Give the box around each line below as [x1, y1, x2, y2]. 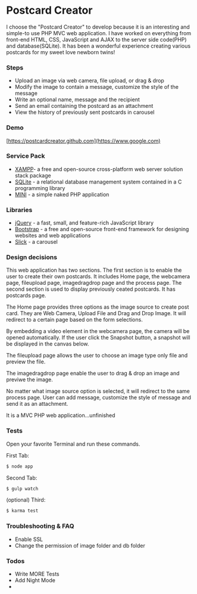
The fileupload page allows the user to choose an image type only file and [6, 352, 188, 359]
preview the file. [6, 358, 46, 365]
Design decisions [6, 253, 58, 262]
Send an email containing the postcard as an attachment [14, 102, 154, 110]
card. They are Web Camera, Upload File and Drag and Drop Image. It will [6, 310, 186, 317]
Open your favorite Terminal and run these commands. [6, 440, 140, 447]
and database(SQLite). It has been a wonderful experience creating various [6, 42, 191, 49]
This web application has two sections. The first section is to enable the [6, 266, 182, 274]
